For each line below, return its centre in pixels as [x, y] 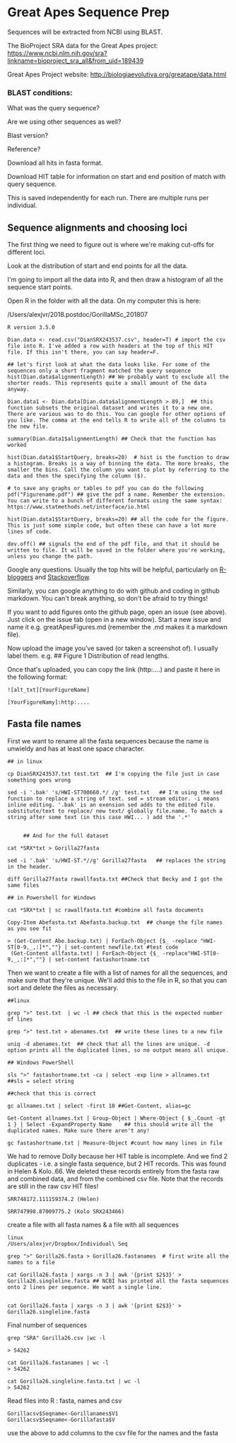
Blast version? [28, 136]
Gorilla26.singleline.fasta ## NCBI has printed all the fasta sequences [118, 1281]
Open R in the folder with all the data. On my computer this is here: [104, 301]
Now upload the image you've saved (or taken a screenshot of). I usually [113, 649]
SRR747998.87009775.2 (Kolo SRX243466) [66, 1211]
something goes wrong [39, 780]
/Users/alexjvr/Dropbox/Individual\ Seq [68, 1244]
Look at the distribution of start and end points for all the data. [98, 266]
